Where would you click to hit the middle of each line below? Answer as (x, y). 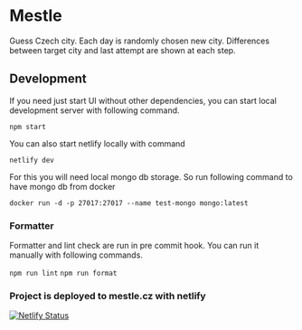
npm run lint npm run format (63, 273)
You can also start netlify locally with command (97, 143)
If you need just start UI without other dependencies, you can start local (143, 100)
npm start (28, 127)
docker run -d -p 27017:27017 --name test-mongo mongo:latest (129, 203)
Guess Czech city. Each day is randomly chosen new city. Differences (139, 41)
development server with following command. (94, 110)
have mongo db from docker (62, 186)
